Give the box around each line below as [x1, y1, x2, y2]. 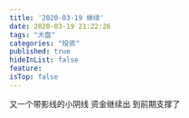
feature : [9, 64, 43, 74]
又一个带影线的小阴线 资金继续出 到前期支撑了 [9, 98, 181, 109]
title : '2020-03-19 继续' [9, 13, 104, 23]
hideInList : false [9, 55, 79, 64]
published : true [9, 47, 71, 56]
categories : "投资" [9, 38, 80, 48]
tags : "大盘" [9, 30, 56, 39]
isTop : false [9, 73, 59, 82]
